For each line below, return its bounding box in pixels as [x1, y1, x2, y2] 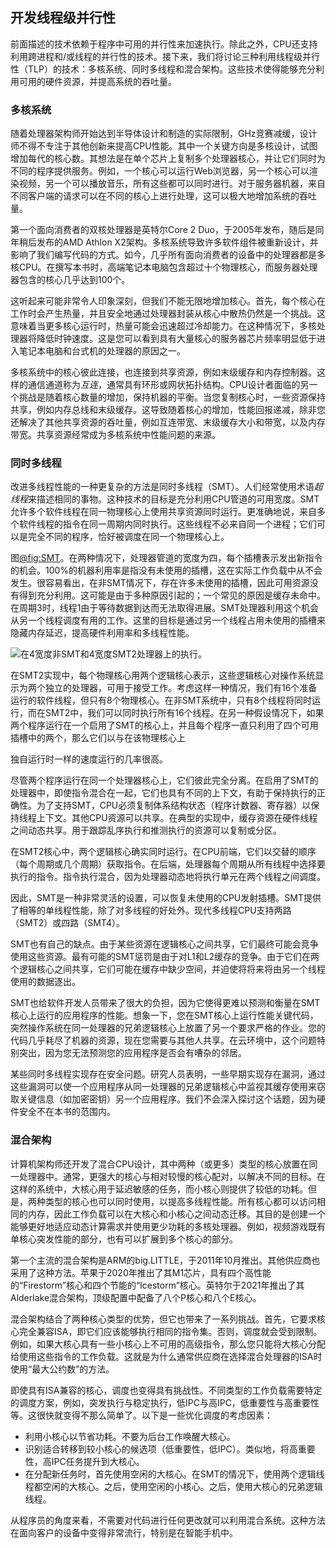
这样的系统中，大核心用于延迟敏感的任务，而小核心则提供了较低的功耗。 [10, 1183, 308, 1195]
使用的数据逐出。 [10, 976, 81, 988]
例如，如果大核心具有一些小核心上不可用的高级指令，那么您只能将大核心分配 [10, 1338, 326, 1350]
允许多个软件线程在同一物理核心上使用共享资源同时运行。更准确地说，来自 [10, 506, 317, 518]
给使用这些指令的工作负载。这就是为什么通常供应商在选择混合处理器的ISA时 [10, 1350, 323, 1362]
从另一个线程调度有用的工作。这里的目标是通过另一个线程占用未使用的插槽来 [10, 614, 326, 627]
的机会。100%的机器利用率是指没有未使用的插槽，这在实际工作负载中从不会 [10, 564, 323, 577]
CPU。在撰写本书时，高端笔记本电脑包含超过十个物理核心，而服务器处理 [18, 261, 318, 273]
